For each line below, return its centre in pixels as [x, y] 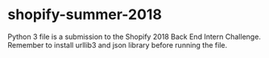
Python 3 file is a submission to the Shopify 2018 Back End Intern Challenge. [134, 37]
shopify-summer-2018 [85, 15]
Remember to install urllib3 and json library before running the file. [117, 44]
